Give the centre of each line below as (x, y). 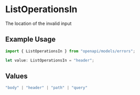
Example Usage (31, 39)
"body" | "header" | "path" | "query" (46, 88)
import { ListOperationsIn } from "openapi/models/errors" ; (71, 51)
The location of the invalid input (38, 23)
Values (17, 76)
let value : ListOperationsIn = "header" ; (50, 60)
